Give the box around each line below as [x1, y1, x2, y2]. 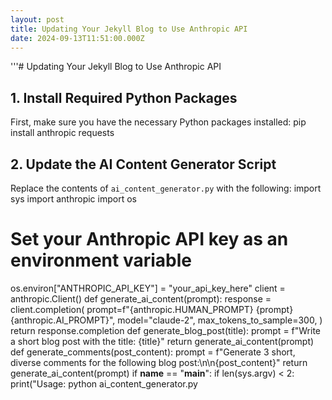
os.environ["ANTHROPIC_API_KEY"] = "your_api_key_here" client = [10, 282, 286, 294]
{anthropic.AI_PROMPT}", [10, 314, 116, 326]
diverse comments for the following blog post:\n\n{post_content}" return [10, 356, 308, 368]
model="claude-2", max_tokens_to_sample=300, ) [117, 314, 323, 326]
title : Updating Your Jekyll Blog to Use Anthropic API [10, 24, 248, 34]
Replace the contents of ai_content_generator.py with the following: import [10, 182, 322, 194]
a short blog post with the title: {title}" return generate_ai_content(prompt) [10, 335, 315, 347]
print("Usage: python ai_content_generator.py [10, 377, 198, 390]
